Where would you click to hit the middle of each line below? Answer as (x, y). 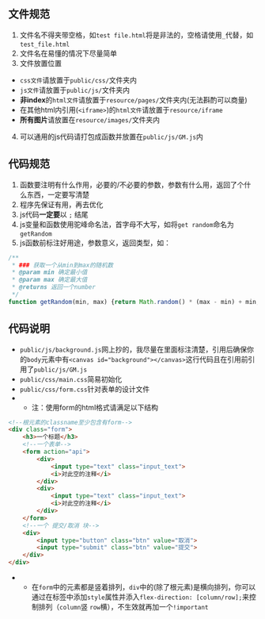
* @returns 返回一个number (54, 287)
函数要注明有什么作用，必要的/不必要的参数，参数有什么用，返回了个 (132, 184)
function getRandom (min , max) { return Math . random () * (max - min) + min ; (134, 302)
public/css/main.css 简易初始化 (71, 379)
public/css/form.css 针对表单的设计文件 (85, 389)
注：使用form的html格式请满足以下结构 (95, 407)
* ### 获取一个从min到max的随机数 (62, 265)
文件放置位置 (40, 63)
